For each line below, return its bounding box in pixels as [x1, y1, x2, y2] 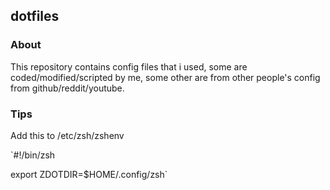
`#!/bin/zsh [10, 149, 56, 161]
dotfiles [10, 8, 60, 25]
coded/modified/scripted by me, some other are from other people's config [10, 71, 321, 83]
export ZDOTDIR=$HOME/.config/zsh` [10, 168, 168, 180]
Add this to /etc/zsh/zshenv [10, 129, 125, 141]
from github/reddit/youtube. [10, 82, 125, 94]
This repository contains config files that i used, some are [10, 60, 248, 73]
